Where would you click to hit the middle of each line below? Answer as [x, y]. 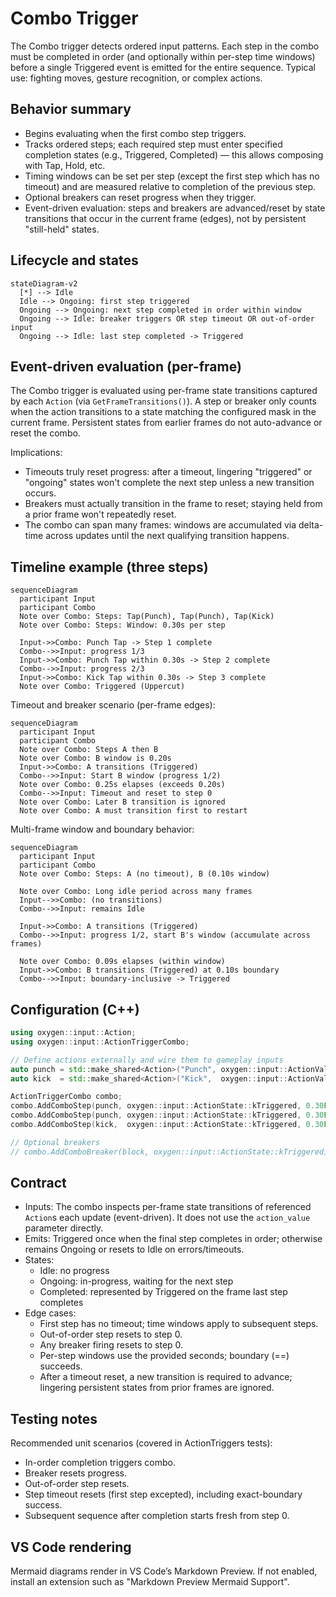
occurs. [40, 493]
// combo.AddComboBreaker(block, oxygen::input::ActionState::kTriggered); [171, 1152]
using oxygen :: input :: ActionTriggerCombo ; [100, 1042]
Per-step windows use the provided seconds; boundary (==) [164, 1356]
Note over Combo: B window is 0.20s [95, 758]
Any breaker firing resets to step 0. [111, 1345]
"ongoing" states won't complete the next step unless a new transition [169, 483]
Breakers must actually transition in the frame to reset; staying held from [173, 504]
